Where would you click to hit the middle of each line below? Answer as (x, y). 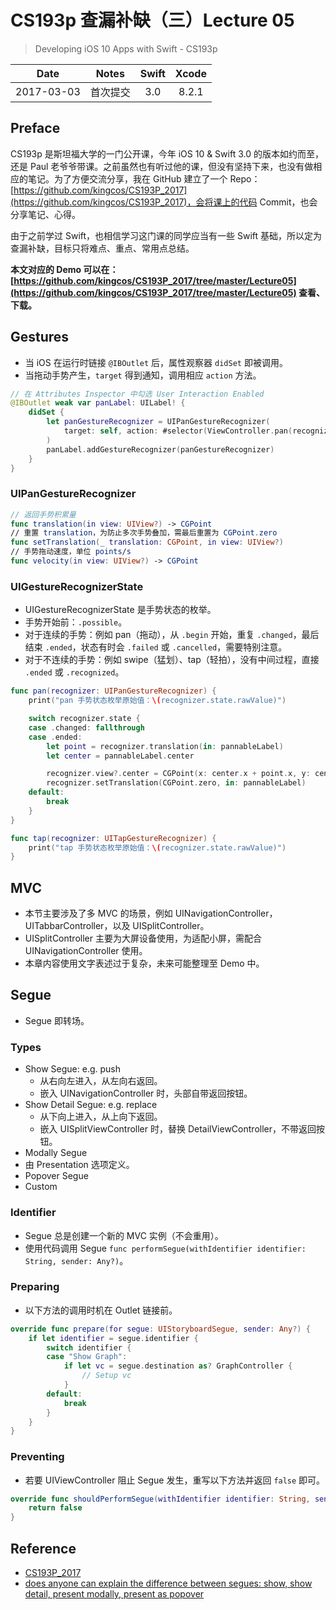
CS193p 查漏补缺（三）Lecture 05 (152, 20)
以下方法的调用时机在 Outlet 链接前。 (101, 1310)
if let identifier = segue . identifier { (113, 1338)
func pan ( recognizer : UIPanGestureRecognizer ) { (113, 691)
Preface (35, 128)
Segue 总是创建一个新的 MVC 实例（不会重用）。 (124, 1235)
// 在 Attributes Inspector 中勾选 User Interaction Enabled (137, 394)
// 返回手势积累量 (43, 514)
